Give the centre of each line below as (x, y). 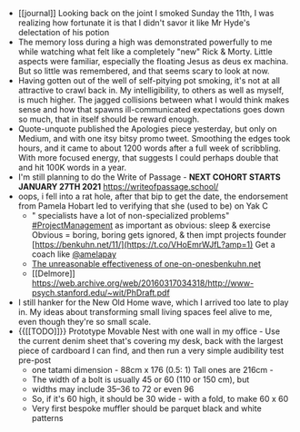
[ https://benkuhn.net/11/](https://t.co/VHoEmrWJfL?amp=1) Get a (153, 245)
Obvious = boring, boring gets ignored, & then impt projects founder (159, 235)
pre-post (35, 360)
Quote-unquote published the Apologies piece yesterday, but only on (147, 129)
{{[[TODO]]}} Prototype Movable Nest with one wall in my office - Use (149, 331)
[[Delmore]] (53, 273)
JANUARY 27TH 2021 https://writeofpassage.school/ (118, 187)
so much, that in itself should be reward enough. (109, 119)
